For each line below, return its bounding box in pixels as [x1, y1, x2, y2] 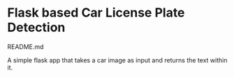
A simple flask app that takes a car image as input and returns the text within [7, 55, 228, 64]
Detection [7, 19, 66, 35]
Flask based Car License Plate [7, 5, 185, 21]
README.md [7, 42, 44, 51]
